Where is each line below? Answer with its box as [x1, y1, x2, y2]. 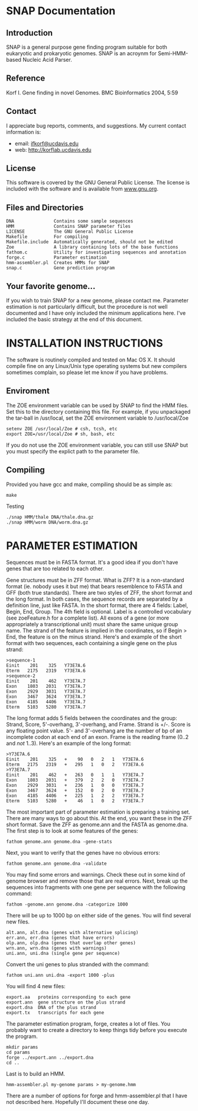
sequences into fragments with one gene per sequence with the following [6, 883, 186, 891]
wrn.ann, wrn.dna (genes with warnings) [6, 945, 108, 951]
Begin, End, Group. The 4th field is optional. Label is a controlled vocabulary [6, 608, 191, 615]
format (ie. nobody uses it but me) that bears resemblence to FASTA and [6, 583, 183, 590]
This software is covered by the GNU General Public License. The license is [6, 179, 190, 186]
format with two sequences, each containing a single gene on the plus [6, 639, 177, 646]
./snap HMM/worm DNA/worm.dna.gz [6, 519, 89, 525]
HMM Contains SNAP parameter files [6, 224, 131, 230]
